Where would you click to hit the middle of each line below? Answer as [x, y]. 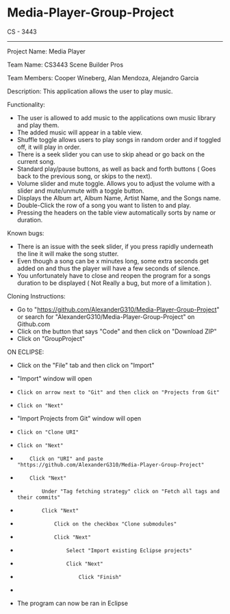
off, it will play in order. [49, 147]
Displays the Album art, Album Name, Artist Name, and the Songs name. [119, 198]
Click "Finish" [100, 577]
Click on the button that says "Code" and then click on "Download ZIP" [117, 331]
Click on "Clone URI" [48, 432]
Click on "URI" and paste [67, 459]
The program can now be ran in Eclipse [73, 603]
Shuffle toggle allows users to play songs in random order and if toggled [119, 139]
